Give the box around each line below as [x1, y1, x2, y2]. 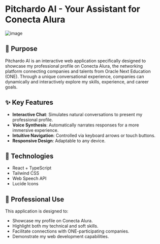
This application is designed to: [5, 208, 69, 214]
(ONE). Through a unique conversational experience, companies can [5, 73, 144, 80]
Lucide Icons [12, 181, 38, 187]
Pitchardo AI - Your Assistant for [5, 3, 140, 15]
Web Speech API [12, 175, 47, 181]
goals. [5, 84, 18, 90]
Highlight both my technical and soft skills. [12, 223, 98, 229]
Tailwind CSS [12, 170, 39, 176]
